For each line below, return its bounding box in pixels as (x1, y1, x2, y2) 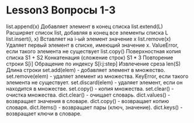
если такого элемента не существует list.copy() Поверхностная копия (6, 47, 181, 54)
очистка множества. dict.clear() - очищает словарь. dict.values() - (6, 91, 171, 98)
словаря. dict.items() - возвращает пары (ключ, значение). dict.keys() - (6, 104, 183, 111)
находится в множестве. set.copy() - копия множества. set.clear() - (6, 85, 174, 92)
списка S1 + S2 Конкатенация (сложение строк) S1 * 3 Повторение (6, 54, 174, 61)
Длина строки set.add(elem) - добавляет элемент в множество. (6, 66, 165, 73)
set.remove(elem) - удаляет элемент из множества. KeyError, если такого (6, 73, 189, 80)
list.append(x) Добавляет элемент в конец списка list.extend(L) (6, 23, 164, 30)
